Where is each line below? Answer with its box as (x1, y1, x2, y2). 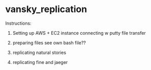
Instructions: (5, 20, 32, 26)
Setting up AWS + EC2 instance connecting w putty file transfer (12, 30, 146, 36)
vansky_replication (5, 4, 87, 15)
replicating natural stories (12, 49, 67, 55)
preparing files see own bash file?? (12, 39, 86, 46)
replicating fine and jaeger (12, 59, 68, 65)
